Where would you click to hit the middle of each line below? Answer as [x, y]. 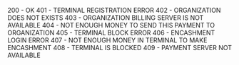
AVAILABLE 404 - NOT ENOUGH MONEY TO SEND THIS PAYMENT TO [111, 25]
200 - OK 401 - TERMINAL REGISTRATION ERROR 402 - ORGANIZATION [114, 10]
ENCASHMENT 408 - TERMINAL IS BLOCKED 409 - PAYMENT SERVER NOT [120, 48]
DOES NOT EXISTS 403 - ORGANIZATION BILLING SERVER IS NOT [106, 18]
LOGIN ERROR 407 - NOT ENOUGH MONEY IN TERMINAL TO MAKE [107, 40]
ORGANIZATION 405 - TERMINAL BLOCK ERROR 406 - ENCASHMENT [111, 32]
